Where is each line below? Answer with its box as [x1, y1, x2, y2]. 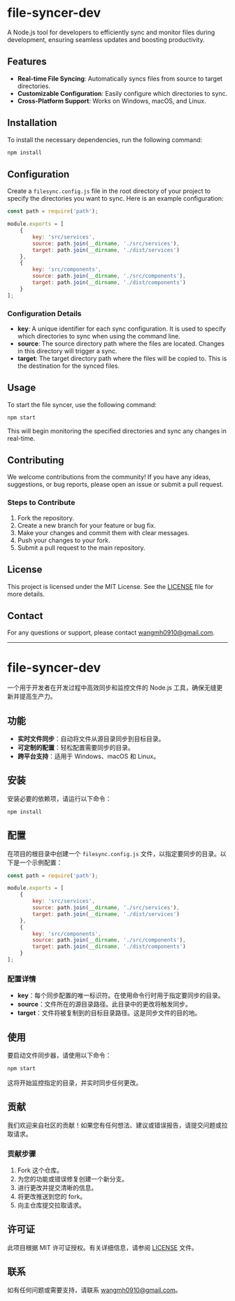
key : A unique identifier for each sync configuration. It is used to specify [17, 324, 226, 333]
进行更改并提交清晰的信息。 [17, 1183, 98, 1192]
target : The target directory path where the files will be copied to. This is [17, 354, 227, 362]
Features [7, 56, 47, 68]
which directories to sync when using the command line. [17, 332, 180, 340]
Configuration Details [7, 308, 82, 318]
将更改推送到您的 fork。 [17, 1193, 87, 1201]
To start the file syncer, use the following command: [7, 400, 157, 408]
